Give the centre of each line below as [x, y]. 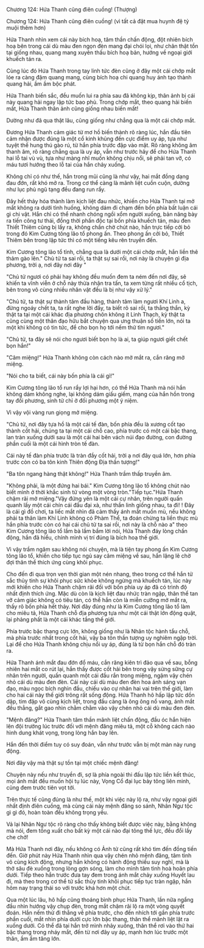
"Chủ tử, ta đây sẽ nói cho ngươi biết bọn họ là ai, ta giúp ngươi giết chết [97, 339]
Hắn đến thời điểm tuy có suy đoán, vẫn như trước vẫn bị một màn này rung [101, 745]
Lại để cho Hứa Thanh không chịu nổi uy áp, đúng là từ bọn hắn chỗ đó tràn [101, 644]
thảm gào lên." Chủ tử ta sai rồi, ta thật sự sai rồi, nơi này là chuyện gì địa [98, 258]
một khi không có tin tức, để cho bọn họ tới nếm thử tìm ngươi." [86, 327]
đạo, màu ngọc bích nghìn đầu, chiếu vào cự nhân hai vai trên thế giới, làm [100, 688]
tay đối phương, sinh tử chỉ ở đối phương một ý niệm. [72, 400]
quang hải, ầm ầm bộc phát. [41, 84]
